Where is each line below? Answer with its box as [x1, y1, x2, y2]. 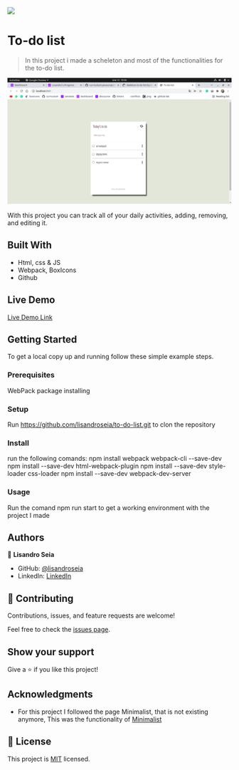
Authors [7, 531, 45, 543]
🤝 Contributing [7, 592, 74, 605]
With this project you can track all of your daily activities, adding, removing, [7, 211, 228, 219]
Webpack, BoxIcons [17, 266, 77, 274]
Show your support [7, 645, 95, 658]
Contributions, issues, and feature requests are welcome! [7, 611, 176, 620]
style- [208, 462, 226, 470]
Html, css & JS [17, 258, 61, 266]
